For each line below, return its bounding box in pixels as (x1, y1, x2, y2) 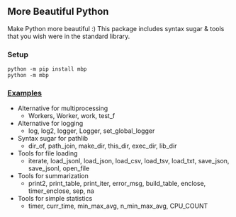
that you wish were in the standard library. (7, 32, 130, 40)
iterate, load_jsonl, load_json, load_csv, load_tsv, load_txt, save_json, (28, 157, 230, 165)
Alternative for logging (17, 119, 84, 128)
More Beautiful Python (7, 6, 109, 18)
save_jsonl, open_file (28, 164, 90, 172)
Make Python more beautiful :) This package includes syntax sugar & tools (7, 24, 225, 33)
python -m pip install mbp (7, 66, 87, 73)
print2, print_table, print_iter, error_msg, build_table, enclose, (28, 180, 206, 188)
